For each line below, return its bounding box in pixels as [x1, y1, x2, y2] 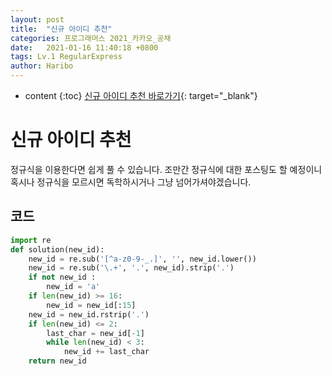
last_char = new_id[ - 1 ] [46, 328, 145, 338]
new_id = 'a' [46, 282, 101, 292]
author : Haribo [10, 61, 74, 71]
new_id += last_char [63, 347, 150, 357]
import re [10, 235, 52, 245]
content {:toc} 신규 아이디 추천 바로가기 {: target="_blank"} [24, 90, 258, 101]
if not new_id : [28, 272, 97, 283]
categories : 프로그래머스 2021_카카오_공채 [10, 33, 172, 43]
